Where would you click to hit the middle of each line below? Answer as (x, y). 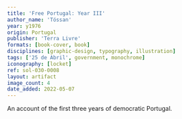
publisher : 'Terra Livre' (44, 39)
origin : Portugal (32, 32)
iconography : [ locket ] (39, 64)
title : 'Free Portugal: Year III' (56, 13)
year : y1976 (24, 26)
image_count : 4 (29, 83)
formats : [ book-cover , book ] (49, 45)
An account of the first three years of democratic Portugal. (90, 109)
